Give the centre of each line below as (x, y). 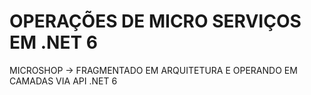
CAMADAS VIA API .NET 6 (63, 81)
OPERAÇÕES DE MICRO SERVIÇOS (155, 21)
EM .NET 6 (53, 42)
